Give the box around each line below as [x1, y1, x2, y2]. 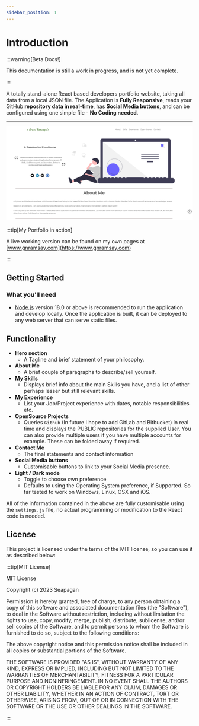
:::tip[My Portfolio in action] [6, 226, 73, 233]
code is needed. [6, 512, 46, 519]
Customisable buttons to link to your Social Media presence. [23, 463, 171, 470]
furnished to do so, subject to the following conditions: [6, 629, 139, 636]
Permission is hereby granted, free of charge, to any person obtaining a [6, 597, 181, 605]
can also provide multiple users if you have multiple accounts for [23, 432, 182, 439]
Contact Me [14, 444, 44, 451]
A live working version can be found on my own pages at [6, 237, 145, 245]
